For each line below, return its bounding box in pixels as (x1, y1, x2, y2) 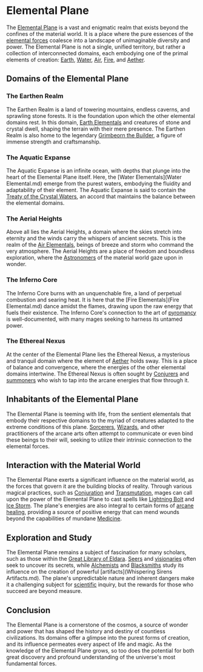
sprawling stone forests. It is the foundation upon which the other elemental (6, 112, 195, 119)
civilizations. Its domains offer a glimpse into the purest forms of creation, (6, 634, 190, 642)
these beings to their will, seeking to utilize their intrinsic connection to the (6, 436, 192, 444)
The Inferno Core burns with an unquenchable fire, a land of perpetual (6, 289, 182, 297)
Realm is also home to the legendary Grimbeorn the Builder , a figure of (6, 131, 182, 139)
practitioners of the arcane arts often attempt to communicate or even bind (6, 430, 193, 437)
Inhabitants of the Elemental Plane (6, 394, 139, 405)
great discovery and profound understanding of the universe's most (6, 654, 176, 661)
